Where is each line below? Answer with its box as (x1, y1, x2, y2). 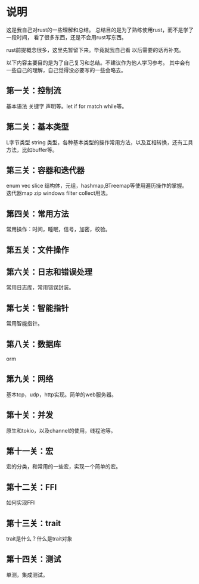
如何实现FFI (6, 499, 35, 507)
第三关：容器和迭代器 (6, 165, 85, 175)
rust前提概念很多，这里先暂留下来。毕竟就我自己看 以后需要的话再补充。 (6, 46, 185, 54)
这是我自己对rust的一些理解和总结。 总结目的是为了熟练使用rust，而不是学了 (6, 26, 194, 33)
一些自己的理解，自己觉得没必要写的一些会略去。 (6, 66, 126, 73)
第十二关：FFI (6, 482, 57, 492)
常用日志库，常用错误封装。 (6, 284, 74, 291)
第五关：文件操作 (6, 245, 69, 255)
